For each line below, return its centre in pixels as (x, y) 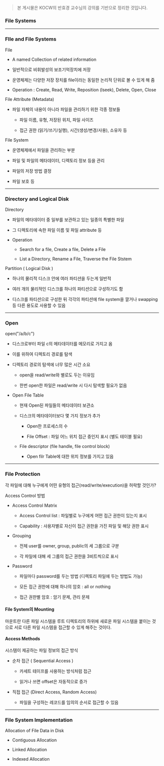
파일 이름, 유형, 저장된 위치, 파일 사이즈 (56, 120)
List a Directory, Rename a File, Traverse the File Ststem (75, 259)
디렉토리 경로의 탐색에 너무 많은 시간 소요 (51, 365)
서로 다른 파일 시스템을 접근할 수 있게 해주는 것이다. (63, 627)
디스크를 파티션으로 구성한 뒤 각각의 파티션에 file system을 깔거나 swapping (85, 299)
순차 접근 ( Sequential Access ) (43, 661)
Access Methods (23, 639)
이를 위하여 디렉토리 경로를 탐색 (42, 354)
